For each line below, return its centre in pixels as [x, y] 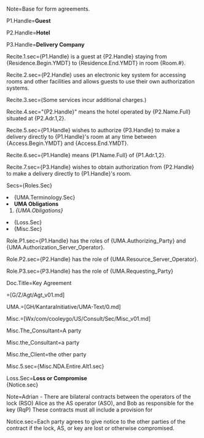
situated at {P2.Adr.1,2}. [36, 118]
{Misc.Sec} [28, 229]
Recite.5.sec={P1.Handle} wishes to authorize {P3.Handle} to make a [93, 130]
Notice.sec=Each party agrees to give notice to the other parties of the [96, 421]
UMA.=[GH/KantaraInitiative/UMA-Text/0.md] [64, 307]
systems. [18, 88]
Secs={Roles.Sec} [29, 186]
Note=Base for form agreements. [48, 9]
